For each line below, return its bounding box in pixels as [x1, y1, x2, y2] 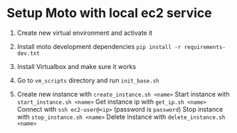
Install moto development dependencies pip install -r [16, 42, 181, 50]
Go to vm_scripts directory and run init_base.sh [16, 76, 159, 85]
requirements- [184, 43, 226, 50]
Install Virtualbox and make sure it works [16, 62, 137, 70]
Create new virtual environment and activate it [16, 28, 153, 37]
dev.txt [16, 50, 40, 57]
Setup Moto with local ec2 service [6, 5, 212, 21]
